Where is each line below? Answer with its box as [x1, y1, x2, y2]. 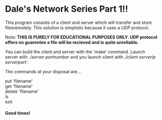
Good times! [5, 110, 31, 116]
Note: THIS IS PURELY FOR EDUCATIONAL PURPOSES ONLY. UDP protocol [5, 34, 158, 40]
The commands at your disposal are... [5, 68, 81, 74]
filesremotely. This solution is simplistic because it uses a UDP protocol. [5, 24, 150, 30]
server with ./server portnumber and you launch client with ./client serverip [5, 54, 156, 60]
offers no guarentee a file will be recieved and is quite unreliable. [5, 39, 139, 45]
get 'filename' [5, 83, 33, 89]
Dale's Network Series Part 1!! [5, 3, 128, 15]
